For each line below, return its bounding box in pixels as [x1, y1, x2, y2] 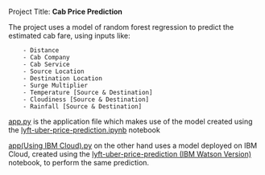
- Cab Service [23, 60, 70, 68]
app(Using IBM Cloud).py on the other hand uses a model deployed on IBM [8, 140, 258, 150]
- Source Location [23, 67, 85, 75]
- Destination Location [23, 75, 103, 83]
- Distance [23, 47, 60, 55]
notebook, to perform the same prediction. [8, 158, 150, 167]
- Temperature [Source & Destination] [23, 88, 153, 96]
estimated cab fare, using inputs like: [8, 31, 130, 40]
